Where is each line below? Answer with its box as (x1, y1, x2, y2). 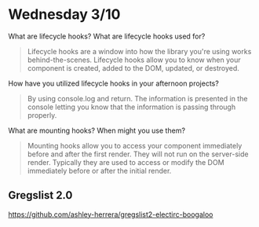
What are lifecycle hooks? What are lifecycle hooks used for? (8, 31, 206, 41)
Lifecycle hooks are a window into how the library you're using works (27, 46, 252, 56)
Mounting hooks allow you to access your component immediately (27, 141, 243, 150)
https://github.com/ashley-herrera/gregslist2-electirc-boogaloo (8, 210, 213, 219)
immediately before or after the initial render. (27, 166, 172, 175)
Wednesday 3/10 (8, 5, 121, 24)
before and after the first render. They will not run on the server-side (27, 149, 249, 159)
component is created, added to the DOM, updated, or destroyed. (27, 63, 239, 72)
